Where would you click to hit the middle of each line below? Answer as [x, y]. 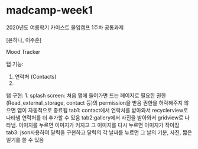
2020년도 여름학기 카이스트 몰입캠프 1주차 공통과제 [65, 27]
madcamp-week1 [49, 10]
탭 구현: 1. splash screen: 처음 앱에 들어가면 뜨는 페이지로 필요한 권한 [86, 95]
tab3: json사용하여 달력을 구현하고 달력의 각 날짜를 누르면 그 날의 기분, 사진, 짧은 [99, 132]
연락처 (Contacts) [35, 76]
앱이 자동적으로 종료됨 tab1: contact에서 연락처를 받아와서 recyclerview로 [103, 110]
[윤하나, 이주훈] [24, 40]
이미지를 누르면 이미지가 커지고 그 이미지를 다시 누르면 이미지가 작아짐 [99, 125]
